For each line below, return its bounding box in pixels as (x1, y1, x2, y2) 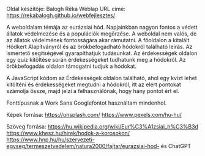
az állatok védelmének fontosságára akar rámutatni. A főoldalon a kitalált (6, 37, 190, 43)
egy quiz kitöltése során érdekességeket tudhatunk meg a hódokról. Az (6, 56, 186, 63)
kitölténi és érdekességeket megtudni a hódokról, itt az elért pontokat (6, 81, 182, 88)
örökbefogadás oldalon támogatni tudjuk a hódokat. (6, 62, 136, 70)
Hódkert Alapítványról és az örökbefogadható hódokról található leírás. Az (6, 43, 193, 50)
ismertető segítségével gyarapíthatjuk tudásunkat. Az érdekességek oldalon (6, 50, 198, 57)
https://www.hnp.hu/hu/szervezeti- (6, 136, 95, 143)
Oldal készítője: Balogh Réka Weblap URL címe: (6, 6, 126, 12)
